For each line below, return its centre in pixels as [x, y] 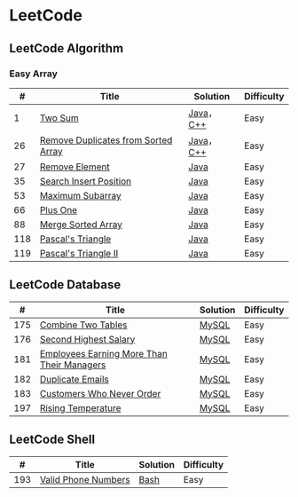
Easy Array [33, 74]
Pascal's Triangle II [79, 253]
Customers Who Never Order [100, 393]
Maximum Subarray [80, 195]
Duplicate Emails [74, 379]
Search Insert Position [86, 181]
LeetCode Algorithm [67, 48]
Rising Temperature [80, 407]
